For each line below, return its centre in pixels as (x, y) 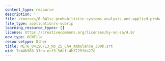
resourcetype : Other (26, 42)
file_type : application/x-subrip (39, 23)
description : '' (22, 14)
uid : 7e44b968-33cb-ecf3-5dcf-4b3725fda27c (50, 51)
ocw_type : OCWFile (24, 37)
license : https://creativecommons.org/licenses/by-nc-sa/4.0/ (70, 32)
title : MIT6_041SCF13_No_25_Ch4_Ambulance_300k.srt (59, 46)
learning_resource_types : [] (35, 28)
